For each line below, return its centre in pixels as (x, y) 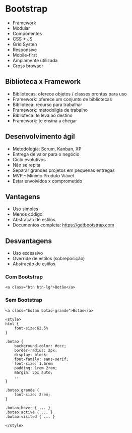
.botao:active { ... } (29, 412)
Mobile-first (25, 55)
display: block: (31, 355)
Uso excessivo (28, 253)
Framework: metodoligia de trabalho (50, 110)
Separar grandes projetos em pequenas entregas (63, 170)
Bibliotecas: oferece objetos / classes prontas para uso (70, 93)
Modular (21, 28)
